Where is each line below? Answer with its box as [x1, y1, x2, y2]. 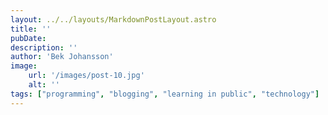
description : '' [10, 42, 78, 53]
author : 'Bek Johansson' [10, 52, 114, 62]
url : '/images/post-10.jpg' [28, 71, 145, 81]
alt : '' [28, 80, 60, 90]
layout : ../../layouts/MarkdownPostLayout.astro [10, 14, 217, 25]
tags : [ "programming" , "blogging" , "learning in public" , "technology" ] [10, 89, 320, 99]
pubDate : [10, 33, 47, 43]
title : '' [10, 24, 52, 34]
